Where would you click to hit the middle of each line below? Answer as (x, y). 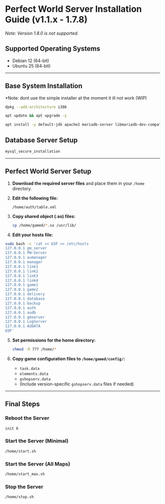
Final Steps (23, 404)
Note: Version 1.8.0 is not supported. (42, 33)
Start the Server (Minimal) (37, 441)
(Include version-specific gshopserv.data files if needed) (77, 384)
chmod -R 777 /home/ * (34, 349)
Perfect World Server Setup (48, 171)
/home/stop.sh (20, 497)
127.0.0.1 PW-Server (26, 253)
